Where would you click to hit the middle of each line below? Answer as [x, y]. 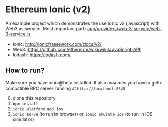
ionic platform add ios [38, 109]
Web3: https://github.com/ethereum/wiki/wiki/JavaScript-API [77, 49]
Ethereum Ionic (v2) [48, 9]
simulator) [23, 119]
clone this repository [34, 98]
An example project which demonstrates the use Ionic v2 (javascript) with [82, 23]
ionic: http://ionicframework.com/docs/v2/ [57, 44]
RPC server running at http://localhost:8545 [78, 88]
